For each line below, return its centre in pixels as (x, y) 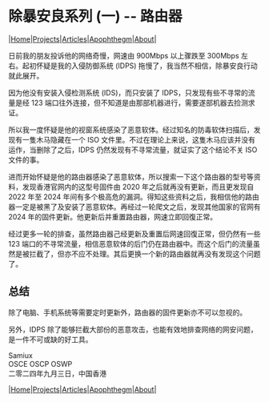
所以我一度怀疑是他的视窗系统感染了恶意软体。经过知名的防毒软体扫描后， (131, 130)
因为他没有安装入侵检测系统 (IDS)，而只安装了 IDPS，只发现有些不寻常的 (128, 92)
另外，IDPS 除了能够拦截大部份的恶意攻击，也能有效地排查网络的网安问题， (133, 329)
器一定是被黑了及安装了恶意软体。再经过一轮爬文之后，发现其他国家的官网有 (134, 207)
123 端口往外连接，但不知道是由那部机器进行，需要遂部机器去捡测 (139, 103)
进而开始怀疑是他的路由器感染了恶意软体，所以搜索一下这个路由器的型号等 (131, 176)
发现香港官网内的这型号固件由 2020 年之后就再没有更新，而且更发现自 (138, 187)
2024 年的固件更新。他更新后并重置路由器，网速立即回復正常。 (113, 216)
